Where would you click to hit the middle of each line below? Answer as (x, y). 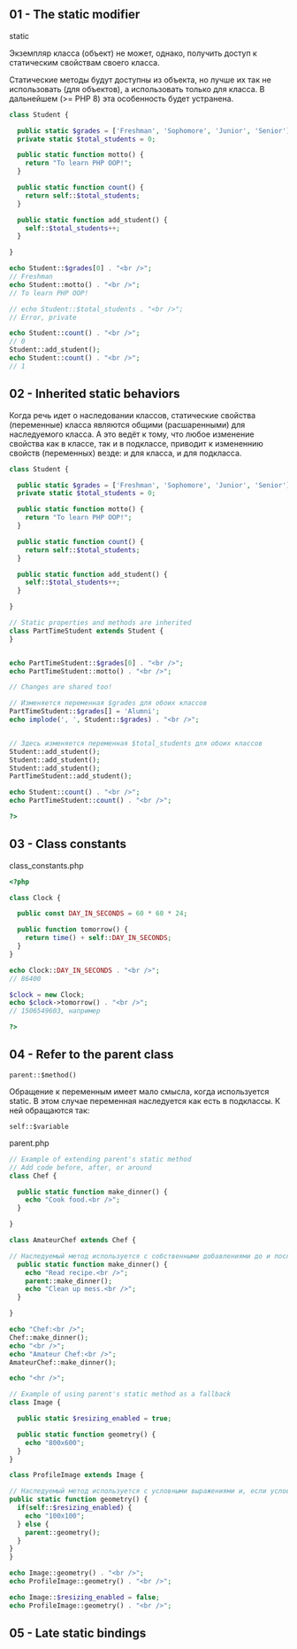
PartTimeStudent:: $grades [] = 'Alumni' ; (85, 712)
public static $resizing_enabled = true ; (95, 1419)
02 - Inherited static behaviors (95, 394)
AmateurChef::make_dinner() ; (63, 1362)
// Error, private (43, 317)
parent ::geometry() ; (63, 1532)
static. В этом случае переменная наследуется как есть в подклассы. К (145, 1101)
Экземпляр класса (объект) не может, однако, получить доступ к (133, 53)
